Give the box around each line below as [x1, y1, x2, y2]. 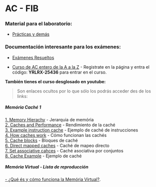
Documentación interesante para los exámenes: [5, 43, 121, 50]
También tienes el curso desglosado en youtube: [5, 78, 106, 84]
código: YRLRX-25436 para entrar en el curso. [12, 69, 107, 75]
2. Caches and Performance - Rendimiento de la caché [5, 122, 116, 128]
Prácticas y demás [12, 31, 50, 37]
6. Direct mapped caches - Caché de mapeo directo [5, 142, 110, 149]
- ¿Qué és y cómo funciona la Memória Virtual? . [5, 176, 101, 182]
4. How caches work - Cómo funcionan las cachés [5, 132, 107, 138]
